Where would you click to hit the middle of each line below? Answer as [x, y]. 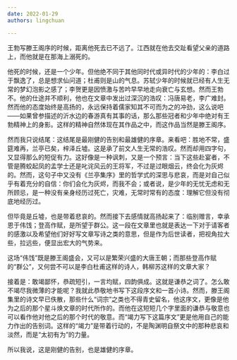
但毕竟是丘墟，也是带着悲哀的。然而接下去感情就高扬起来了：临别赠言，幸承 [119, 216]
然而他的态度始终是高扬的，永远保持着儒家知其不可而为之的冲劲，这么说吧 [115, 107]
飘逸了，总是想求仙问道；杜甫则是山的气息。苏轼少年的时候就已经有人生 [118, 80]
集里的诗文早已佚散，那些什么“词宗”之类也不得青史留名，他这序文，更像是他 [118, 299]
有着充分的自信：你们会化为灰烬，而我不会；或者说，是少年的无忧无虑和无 [121, 184]
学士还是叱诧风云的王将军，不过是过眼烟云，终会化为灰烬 [140, 166]
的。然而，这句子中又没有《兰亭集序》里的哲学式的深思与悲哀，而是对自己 [115, 174]
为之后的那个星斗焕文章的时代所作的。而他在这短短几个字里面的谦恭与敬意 [115, 308]
